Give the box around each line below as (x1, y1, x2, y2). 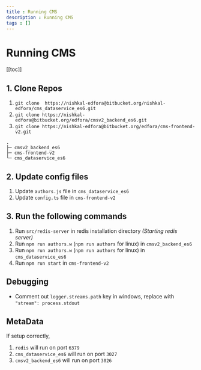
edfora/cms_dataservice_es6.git (14, 106, 96, 112)
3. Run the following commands (6, 211, 127, 221)
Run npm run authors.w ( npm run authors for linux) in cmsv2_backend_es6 (14, 240, 193, 247)
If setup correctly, (6, 332, 50, 340)
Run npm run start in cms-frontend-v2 (14, 259, 109, 267)
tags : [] (6, 20, 31, 26)
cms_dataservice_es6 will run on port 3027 (14, 350, 118, 358)
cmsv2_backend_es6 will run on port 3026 (14, 357, 112, 364)
